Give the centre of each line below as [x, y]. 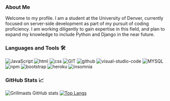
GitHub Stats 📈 [25, 80]
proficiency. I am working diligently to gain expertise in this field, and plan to [85, 29]
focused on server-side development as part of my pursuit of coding [77, 23]
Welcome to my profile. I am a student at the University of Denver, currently [84, 18]
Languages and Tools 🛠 [36, 48]
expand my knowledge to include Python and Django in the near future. [80, 35]
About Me [18, 7]
